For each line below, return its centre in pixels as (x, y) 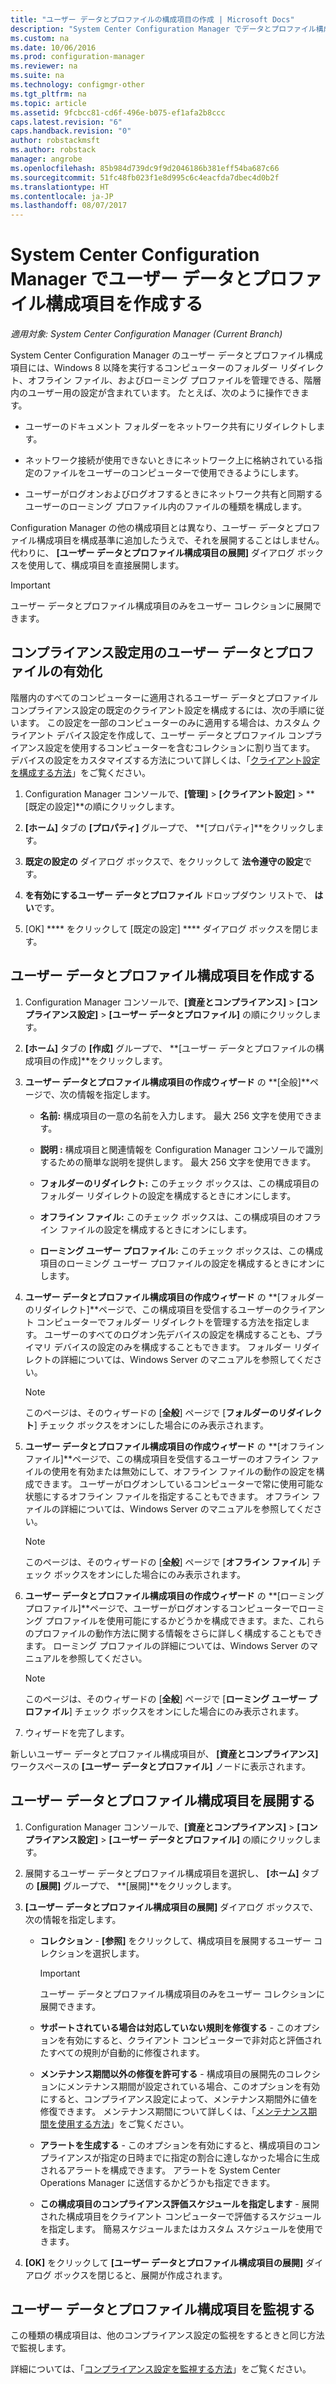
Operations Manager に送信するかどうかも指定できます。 (157, 2182)
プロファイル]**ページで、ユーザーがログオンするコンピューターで (161, 1608)
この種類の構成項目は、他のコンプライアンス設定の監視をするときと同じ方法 (167, 2335)
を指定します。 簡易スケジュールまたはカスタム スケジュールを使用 (177, 2228)
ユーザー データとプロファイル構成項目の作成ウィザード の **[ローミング (174, 1595)
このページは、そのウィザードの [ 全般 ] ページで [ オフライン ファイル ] (167, 1562)
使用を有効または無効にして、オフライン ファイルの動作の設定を (184, 1471)
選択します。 (118, 1953)
